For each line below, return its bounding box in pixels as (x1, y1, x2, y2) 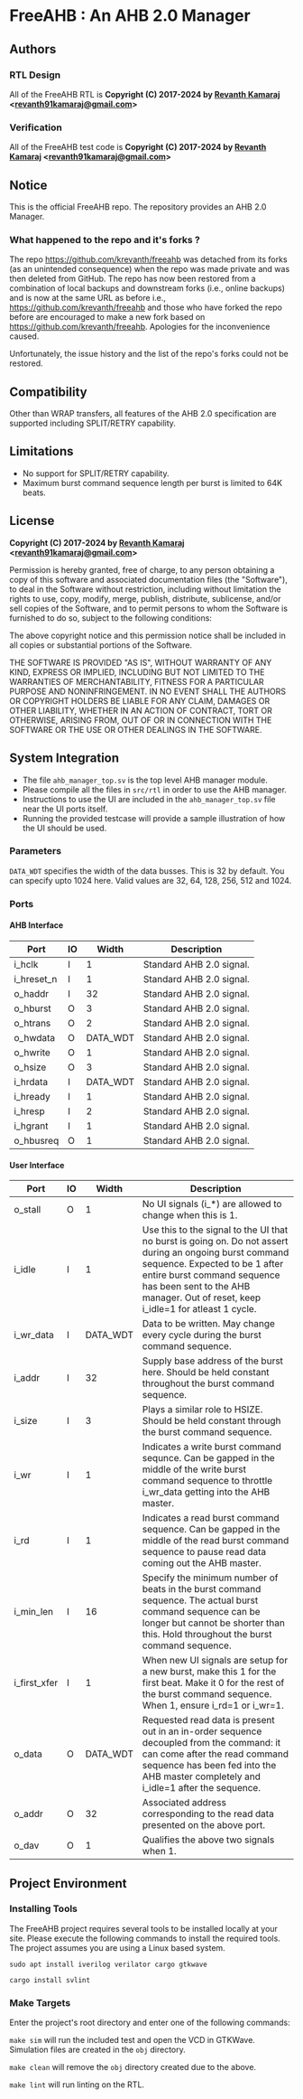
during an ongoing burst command (142, 1246, 289, 1259)
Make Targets (9, 1996, 71, 2009)
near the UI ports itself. (22, 803, 108, 814)
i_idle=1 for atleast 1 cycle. (142, 1303, 257, 1316)
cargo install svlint (9, 1975, 91, 1984)
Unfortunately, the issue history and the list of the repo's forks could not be (9, 349, 289, 360)
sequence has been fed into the (142, 1759, 277, 1772)
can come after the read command (142, 1748, 289, 1760)
